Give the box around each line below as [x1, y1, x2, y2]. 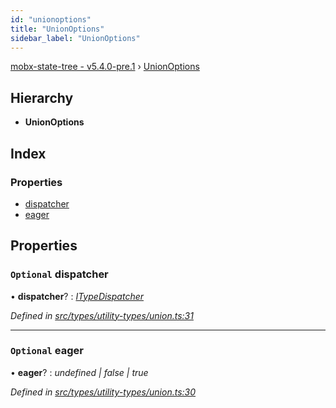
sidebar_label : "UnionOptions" [10, 33, 141, 43]
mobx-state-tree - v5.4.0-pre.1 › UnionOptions [10, 61, 200, 73]
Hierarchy [10, 89, 74, 106]
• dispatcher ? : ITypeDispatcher [10, 290, 145, 302]
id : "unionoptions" [10, 14, 92, 25]
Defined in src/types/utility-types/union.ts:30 [10, 386, 197, 398]
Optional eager [10, 344, 85, 358]
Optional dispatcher [10, 267, 109, 281]
